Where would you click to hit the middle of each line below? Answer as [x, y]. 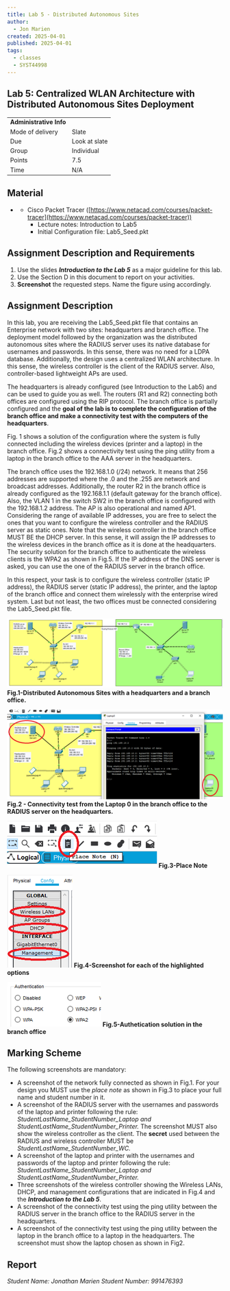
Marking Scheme [44, 1053]
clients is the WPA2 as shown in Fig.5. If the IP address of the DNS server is [114, 559]
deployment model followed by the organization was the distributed [102, 337]
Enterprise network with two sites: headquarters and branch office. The [108, 330]
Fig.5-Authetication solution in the [153, 1024]
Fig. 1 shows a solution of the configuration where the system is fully [104, 436]
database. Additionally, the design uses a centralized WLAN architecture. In [114, 359]
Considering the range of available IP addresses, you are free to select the [112, 515]
